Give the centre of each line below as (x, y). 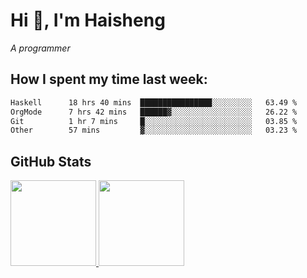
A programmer (40, 48)
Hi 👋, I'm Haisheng (88, 20)
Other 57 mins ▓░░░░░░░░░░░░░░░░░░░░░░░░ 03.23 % (154, 130)
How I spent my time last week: (109, 79)
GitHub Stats (51, 161)
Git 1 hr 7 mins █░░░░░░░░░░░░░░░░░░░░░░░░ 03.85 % (154, 121)
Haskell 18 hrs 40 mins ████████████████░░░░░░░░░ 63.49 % (154, 102)
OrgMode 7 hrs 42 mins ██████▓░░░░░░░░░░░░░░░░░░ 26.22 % (154, 112)
